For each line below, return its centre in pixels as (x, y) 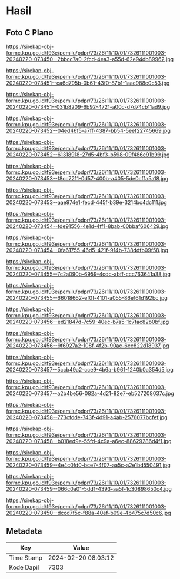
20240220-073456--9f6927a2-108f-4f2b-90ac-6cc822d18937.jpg (88, 346)
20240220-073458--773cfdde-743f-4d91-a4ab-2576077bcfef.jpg (87, 417)
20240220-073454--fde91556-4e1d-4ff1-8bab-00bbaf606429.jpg (87, 226)
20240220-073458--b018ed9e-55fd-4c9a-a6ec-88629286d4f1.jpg (89, 441)
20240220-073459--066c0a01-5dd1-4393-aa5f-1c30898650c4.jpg (89, 489)
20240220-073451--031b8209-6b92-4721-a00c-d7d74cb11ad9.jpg (88, 107)
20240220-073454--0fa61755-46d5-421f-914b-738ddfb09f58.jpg (87, 250)
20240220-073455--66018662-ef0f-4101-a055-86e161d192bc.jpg (87, 298)
